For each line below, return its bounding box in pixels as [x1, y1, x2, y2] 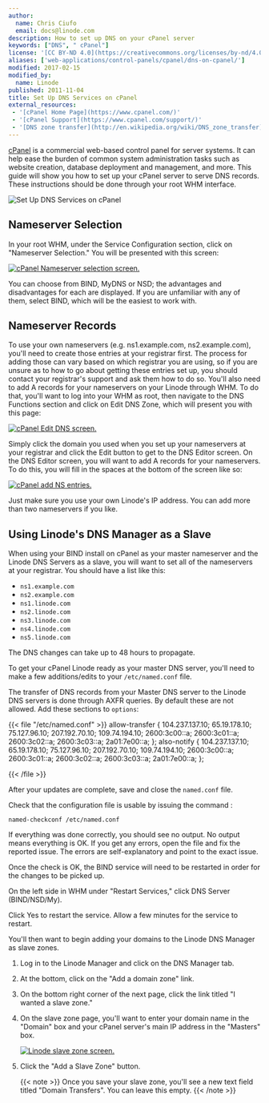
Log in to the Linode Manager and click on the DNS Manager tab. [19, 958, 235, 969]
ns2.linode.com [19, 608, 71, 616]
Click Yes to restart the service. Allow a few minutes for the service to [8, 910, 239, 921]
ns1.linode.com [19, 600, 71, 608]
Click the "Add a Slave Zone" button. [19, 1061, 141, 1071]
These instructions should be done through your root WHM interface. [8, 179, 237, 189]
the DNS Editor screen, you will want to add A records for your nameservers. [8, 456, 261, 466]
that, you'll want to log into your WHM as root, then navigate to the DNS [8, 391, 244, 401]
